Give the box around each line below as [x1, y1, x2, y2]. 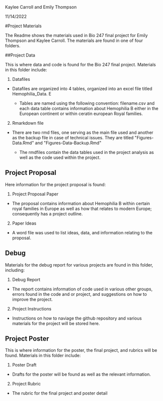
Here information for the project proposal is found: [5, 181, 106, 187]
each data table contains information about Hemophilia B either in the [19, 106, 159, 111]
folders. [5, 43, 20, 48]
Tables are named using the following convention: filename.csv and [19, 100, 155, 106]
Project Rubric [12, 381, 41, 387]
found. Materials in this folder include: [5, 353, 81, 359]
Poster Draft [12, 362, 36, 368]
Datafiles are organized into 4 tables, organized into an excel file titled [12, 86, 152, 92]
